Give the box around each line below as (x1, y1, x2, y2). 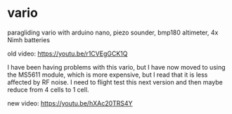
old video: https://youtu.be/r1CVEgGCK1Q (7, 49, 128, 58)
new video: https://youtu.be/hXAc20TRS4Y (7, 99, 133, 107)
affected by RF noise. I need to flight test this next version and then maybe (7, 77, 223, 86)
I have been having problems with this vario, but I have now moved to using (7, 63, 226, 71)
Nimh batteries (7, 35, 51, 44)
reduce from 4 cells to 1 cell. (7, 85, 89, 94)
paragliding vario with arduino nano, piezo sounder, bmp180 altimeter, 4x (7, 28, 219, 37)
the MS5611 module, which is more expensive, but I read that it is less (7, 70, 208, 79)
